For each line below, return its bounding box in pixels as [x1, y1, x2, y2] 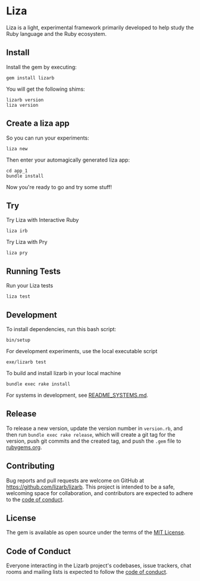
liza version [6, 102, 39, 108]
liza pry [6, 250, 28, 256]
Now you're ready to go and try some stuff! [6, 183, 112, 190]
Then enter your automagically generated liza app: [6, 156, 130, 163]
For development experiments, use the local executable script [6, 348, 158, 354]
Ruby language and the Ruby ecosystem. [6, 30, 107, 37]
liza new [6, 146, 28, 152]
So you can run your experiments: [6, 134, 89, 141]
